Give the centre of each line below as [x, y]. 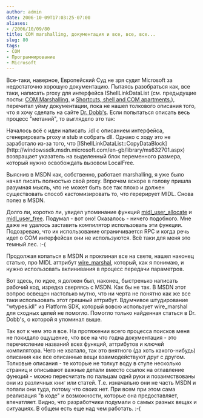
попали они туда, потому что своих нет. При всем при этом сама [91, 389]
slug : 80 [17, 40]
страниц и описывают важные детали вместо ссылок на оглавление [95, 369]
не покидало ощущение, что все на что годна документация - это [92, 337]
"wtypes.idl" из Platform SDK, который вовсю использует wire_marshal [97, 306]
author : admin [24, 12]
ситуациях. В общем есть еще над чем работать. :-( [74, 408]
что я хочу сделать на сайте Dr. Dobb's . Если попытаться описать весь [98, 112]
